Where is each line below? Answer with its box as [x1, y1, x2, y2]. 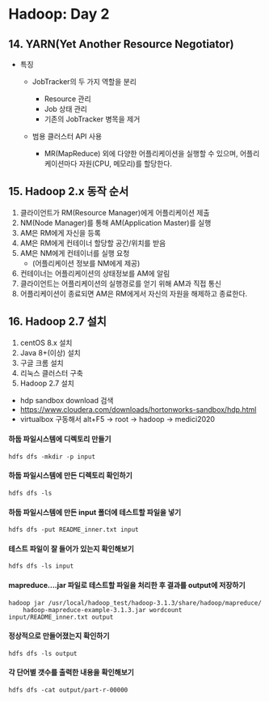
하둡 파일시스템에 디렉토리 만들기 [8, 434, 111, 444]
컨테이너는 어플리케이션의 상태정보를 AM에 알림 [19, 268, 170, 278]
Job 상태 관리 [44, 104, 87, 113]
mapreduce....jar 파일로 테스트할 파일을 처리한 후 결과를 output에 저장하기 [8, 581, 246, 590]
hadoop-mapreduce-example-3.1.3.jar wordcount [23, 606, 183, 614]
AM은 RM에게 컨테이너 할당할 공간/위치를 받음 [19, 238, 166, 248]
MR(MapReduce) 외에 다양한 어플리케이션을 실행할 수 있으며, [44, 149, 238, 158]
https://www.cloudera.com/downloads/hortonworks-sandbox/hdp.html [19, 404, 257, 414]
